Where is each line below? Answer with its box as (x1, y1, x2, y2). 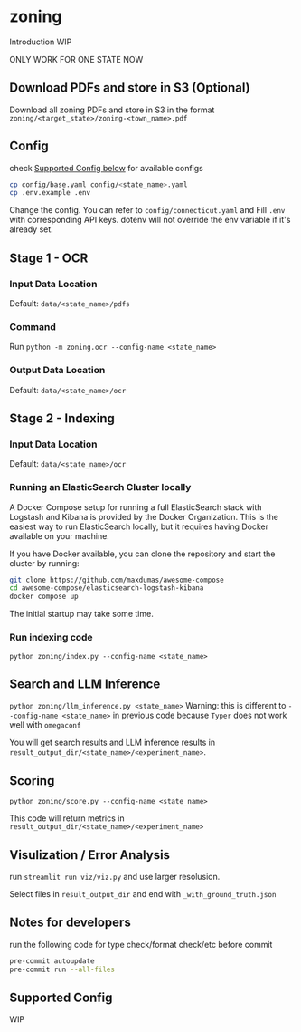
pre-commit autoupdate (9, 956, 95, 966)
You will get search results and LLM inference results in (9, 737, 216, 748)
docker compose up (9, 592, 79, 602)
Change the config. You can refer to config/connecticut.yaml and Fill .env (9, 205, 286, 216)
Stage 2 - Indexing (9, 410, 115, 426)
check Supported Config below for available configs (9, 162, 203, 173)
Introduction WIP (9, 36, 72, 47)
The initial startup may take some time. (9, 609, 154, 620)
